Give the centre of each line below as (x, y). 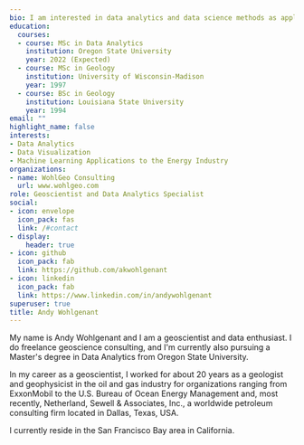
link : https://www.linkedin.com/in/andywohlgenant (115, 295)
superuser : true (40, 304)
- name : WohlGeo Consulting (62, 177)
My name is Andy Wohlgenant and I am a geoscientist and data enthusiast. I (151, 338)
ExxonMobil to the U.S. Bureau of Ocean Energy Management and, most (144, 393)
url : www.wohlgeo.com (58, 186)
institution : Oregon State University (99, 52)
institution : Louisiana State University (104, 102)
